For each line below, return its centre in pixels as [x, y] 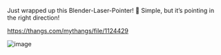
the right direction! [33, 18]
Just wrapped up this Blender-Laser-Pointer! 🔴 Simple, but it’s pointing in [111, 11]
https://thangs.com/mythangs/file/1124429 [68, 31]
